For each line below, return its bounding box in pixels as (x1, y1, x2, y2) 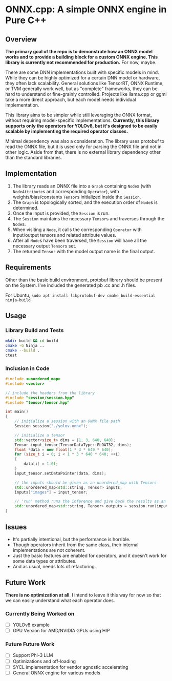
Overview (5, 35, 37, 44)
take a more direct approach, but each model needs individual (5, 96, 136, 102)
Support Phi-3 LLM (12, 652, 53, 658)
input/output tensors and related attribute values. (12, 232, 117, 238)
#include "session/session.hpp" (5, 395, 74, 400)
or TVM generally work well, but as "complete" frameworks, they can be (5, 86, 158, 92)
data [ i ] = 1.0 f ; (24, 461, 58, 467)
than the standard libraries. (5, 155, 62, 160)
